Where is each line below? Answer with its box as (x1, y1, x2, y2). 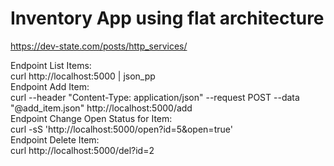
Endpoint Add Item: (10, 80, 90, 92)
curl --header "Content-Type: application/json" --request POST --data (10, 91, 300, 103)
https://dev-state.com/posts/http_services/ (10, 40, 188, 52)
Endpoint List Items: (10, 59, 92, 71)
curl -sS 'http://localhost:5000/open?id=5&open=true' (10, 123, 233, 135)
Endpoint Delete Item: (10, 133, 100, 146)
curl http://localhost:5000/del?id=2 (10, 144, 155, 156)
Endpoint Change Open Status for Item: (10, 112, 173, 124)
